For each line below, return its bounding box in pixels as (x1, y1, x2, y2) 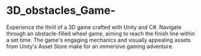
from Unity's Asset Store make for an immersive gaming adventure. (6, 43, 174, 50)
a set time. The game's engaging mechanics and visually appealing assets (6, 36, 191, 43)
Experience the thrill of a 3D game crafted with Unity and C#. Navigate (6, 23, 182, 31)
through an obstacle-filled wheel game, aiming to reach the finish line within (6, 30, 195, 37)
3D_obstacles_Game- (6, 4, 116, 17)
